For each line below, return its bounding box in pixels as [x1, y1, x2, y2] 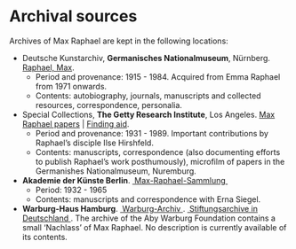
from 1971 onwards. [35, 81, 108, 91]
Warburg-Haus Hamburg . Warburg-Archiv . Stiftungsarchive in [21, 203, 259, 214]
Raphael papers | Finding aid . [21, 118, 130, 129]
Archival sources [9, 6, 138, 27]
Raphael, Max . [21, 62, 76, 73]
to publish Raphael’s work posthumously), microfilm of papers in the [35, 156, 285, 167]
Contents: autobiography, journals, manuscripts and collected [35, 90, 261, 101]
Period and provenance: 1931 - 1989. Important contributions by [35, 128, 269, 138]
